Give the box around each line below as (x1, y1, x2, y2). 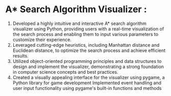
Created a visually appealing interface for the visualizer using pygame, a (12, 74, 165, 80)
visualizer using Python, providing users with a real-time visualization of (12, 25, 164, 31)
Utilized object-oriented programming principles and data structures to (12, 58, 162, 64)
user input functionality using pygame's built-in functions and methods (12, 85, 162, 91)
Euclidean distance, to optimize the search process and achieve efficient (12, 47, 166, 53)
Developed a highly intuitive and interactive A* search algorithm (12, 20, 146, 26)
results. (12, 52, 29, 59)
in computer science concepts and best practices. (12, 69, 118, 75)
